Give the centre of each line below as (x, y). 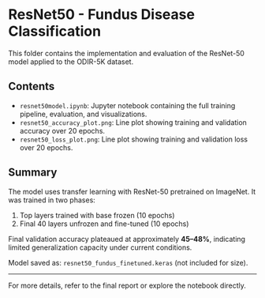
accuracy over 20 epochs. (62, 130)
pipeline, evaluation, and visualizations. (83, 114)
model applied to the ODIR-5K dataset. (71, 62)
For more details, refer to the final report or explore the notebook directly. (127, 285)
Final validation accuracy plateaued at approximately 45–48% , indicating (127, 239)
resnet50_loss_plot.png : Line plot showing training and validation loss (134, 139)
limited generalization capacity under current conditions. (100, 247)
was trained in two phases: (52, 200)
